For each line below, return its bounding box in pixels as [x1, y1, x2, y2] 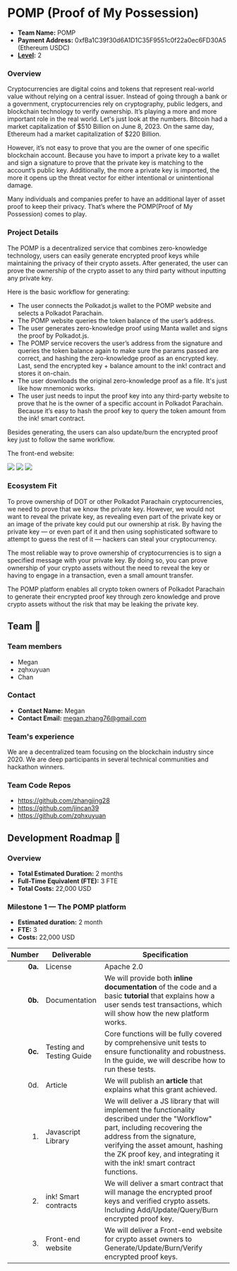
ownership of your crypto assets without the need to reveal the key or [7, 563, 210, 572]
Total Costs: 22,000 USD [17, 885, 92, 893]
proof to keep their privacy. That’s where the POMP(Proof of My [7, 202, 193, 211]
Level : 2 [17, 51, 42, 59]
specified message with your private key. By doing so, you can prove [7, 556, 208, 564]
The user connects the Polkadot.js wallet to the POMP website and [17, 301, 212, 309]
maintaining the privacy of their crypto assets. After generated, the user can [7, 258, 229, 267]
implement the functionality [104, 1105, 195, 1115]
